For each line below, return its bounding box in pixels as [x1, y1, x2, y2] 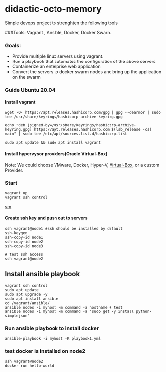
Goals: [5, 42, 21, 49]
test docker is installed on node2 [5, 348, 86, 355]
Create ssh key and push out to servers [5, 215, 88, 221]
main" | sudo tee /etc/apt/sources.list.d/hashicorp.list [5, 131, 127, 137]
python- [136, 309, 152, 314]
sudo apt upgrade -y [5, 292, 48, 297]
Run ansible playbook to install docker [5, 325, 99, 332]
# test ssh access [5, 252, 43, 257]
